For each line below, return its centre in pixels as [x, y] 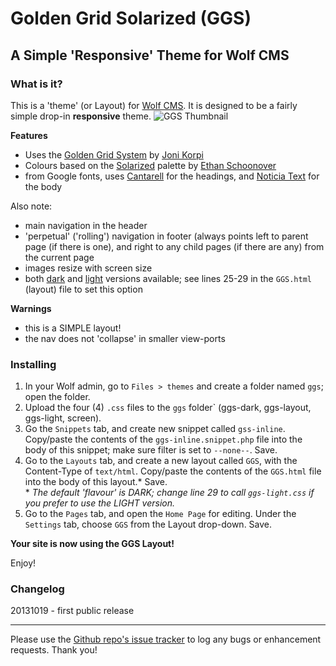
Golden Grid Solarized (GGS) [131, 18]
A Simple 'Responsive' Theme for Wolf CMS [150, 55]
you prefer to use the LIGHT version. [100, 503]
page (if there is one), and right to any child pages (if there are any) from [174, 246]
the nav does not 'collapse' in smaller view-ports [125, 338]
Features [29, 135]
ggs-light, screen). [63, 418]
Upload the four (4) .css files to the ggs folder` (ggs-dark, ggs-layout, [168, 408]
